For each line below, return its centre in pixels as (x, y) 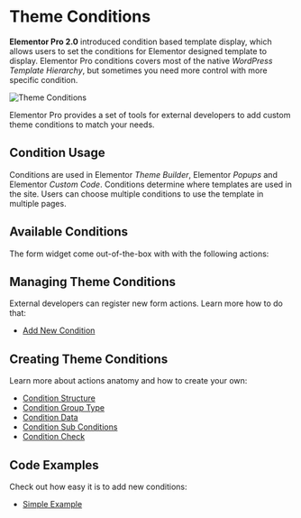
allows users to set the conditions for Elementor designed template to (138, 51)
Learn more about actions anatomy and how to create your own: (128, 381)
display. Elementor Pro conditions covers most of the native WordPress (141, 60)
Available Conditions (69, 232)
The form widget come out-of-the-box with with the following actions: (139, 254)
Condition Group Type (64, 408)
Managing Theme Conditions (93, 282)
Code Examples (54, 465)
